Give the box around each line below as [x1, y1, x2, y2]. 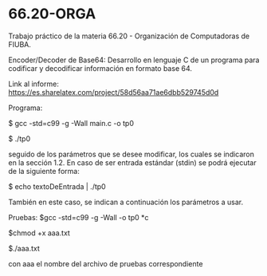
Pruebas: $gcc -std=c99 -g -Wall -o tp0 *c [8, 212, 149, 222]
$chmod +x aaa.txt [8, 228, 70, 238]
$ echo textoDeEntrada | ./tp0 [8, 181, 106, 191]
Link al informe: [8, 79, 60, 89]
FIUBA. [8, 39, 32, 49]
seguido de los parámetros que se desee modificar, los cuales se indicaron [8, 149, 255, 159]
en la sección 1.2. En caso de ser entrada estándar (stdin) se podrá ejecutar [8, 157, 257, 168]
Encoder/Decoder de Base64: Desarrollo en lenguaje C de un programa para [8, 55, 260, 65]
